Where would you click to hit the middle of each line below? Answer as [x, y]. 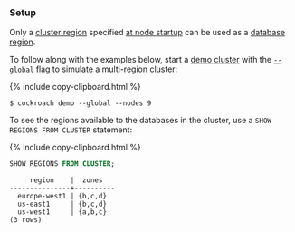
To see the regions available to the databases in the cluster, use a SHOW [140, 121]
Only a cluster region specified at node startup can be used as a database [147, 33]
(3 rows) [26, 220]
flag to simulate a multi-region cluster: [107, 69]
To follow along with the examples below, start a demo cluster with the [141, 60]
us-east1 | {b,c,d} [62, 204]
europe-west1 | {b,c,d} [62, 197]
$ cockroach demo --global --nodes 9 [81, 103]
